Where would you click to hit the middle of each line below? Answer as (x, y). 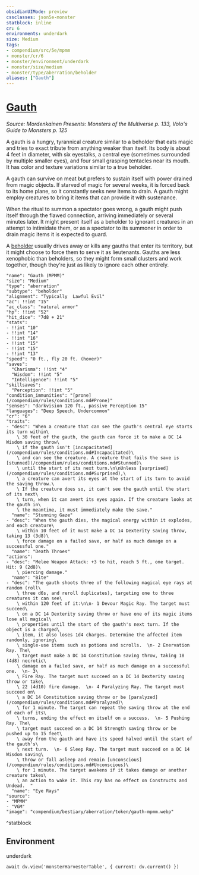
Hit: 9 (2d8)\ (24, 567)
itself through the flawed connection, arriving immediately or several (90, 215)
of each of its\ (26, 713)
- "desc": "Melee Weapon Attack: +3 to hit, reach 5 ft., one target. (95, 562)
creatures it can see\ (34, 598)
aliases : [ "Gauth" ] (30, 78)
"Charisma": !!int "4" (40, 369)
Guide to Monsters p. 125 (37, 130)
